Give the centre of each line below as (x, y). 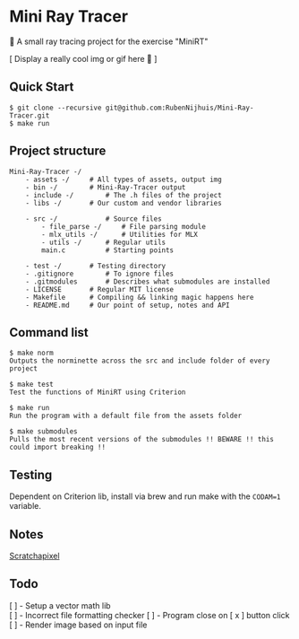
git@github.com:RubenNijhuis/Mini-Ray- (179, 108)
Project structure (58, 151)
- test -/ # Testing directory (96, 266)
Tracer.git (30, 115)
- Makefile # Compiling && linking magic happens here (140, 297)
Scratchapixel (34, 556)
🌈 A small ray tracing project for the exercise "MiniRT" (109, 41)
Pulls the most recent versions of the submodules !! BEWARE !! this (142, 440)
